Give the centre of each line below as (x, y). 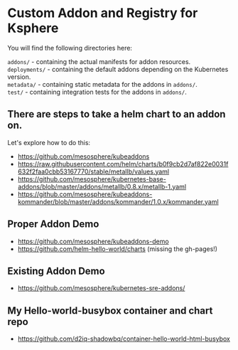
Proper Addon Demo (53, 224)
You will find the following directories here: (70, 48)
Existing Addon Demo (56, 271)
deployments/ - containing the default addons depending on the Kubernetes (118, 69)
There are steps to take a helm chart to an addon (117, 114)
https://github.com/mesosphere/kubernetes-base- (92, 179)
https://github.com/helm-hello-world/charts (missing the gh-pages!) (118, 249)
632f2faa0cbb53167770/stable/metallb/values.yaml (93, 171)
